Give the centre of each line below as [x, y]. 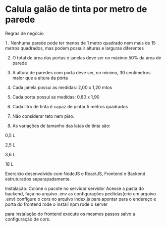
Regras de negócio [24, 33]
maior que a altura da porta [40, 78]
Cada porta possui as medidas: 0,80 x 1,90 [56, 97]
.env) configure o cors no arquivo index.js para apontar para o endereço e [81, 199]
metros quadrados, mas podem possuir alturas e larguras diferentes [75, 48]
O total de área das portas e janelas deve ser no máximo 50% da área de [87, 57]
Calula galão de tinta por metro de [76, 9]
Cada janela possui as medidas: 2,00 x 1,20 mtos [62, 87]
